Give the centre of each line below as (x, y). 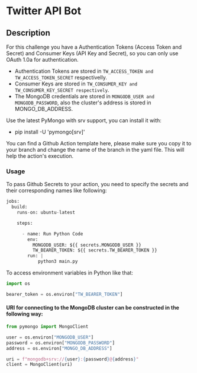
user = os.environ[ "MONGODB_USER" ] (50, 337)
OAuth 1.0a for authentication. (42, 60)
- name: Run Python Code (52, 234)
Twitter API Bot (44, 11)
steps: (25, 223)
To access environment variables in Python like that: (70, 273)
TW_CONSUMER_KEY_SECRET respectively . (62, 90)
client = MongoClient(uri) (39, 365)
